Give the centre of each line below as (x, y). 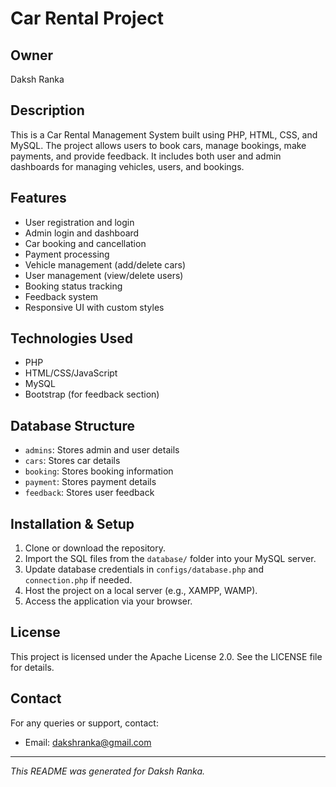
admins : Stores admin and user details (102, 450)
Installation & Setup (72, 523)
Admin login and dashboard (82, 233)
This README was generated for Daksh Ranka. (108, 771)
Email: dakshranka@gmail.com (88, 742)
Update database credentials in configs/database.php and (144, 569)
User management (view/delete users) (104, 275)
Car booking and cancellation (85, 243)
